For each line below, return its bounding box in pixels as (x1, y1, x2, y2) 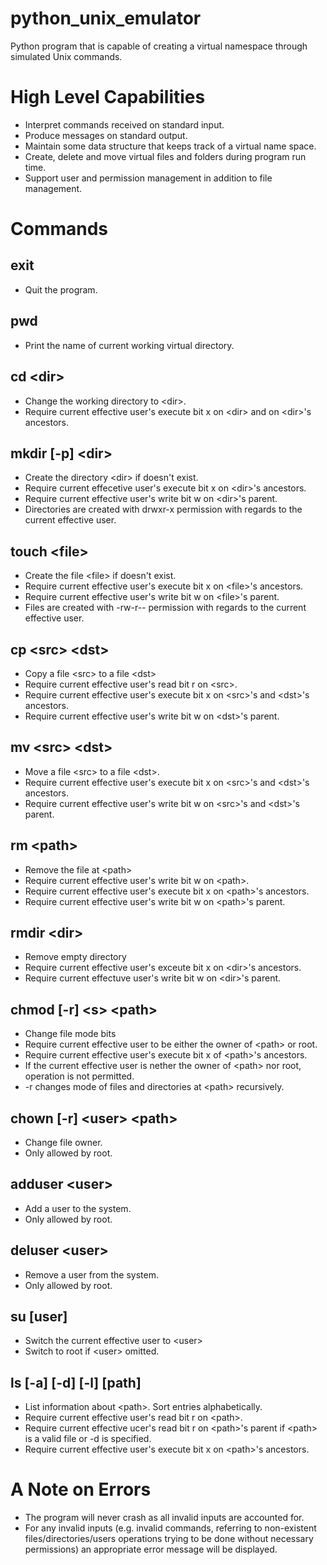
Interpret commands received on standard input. (24, 118, 225, 131)
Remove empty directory (24, 951, 127, 963)
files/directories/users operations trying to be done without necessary (24, 1533, 314, 1545)
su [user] (10, 1308, 68, 1326)
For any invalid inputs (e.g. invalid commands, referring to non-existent (24, 1522, 317, 1534)
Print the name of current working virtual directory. (24, 339, 235, 351)
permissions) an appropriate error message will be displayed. (24, 1543, 278, 1556)
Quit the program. (24, 283, 98, 296)
